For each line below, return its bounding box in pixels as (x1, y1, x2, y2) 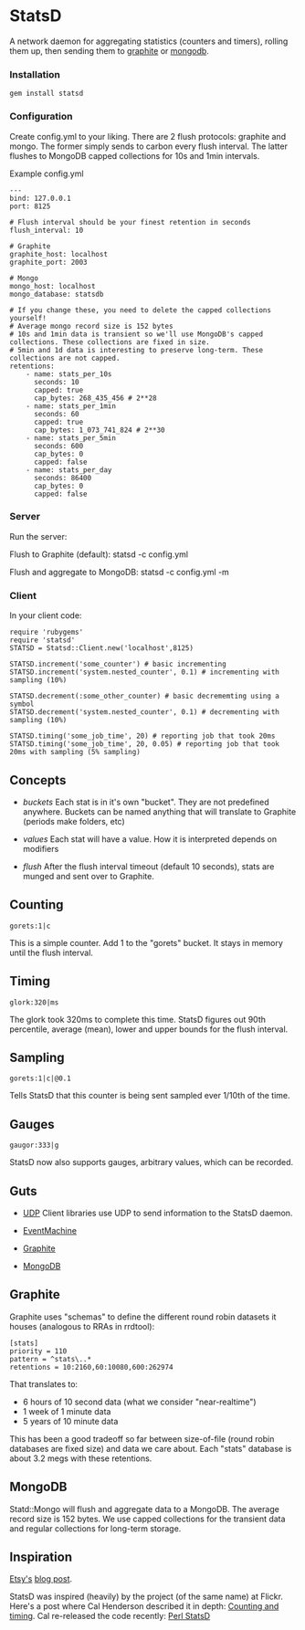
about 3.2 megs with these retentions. (9, 1453, 152, 1464)
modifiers (22, 843, 59, 854)
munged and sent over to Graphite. (22, 870, 155, 881)
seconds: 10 (33, 377, 79, 386)
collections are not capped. (9, 353, 121, 363)
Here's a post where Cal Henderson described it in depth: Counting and (9, 1601, 279, 1612)
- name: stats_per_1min (26, 401, 117, 411)
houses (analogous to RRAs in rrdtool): (9, 1320, 155, 1331)
